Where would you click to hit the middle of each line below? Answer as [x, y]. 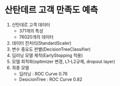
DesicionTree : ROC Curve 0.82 [51, 79]
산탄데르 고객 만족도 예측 [51, 10]
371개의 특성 [31, 30]
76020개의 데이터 [36, 37]
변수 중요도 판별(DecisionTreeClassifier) [51, 49]
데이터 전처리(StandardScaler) [42, 43]
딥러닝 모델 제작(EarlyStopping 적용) [47, 55]
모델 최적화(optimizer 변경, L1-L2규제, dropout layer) [63, 61]
